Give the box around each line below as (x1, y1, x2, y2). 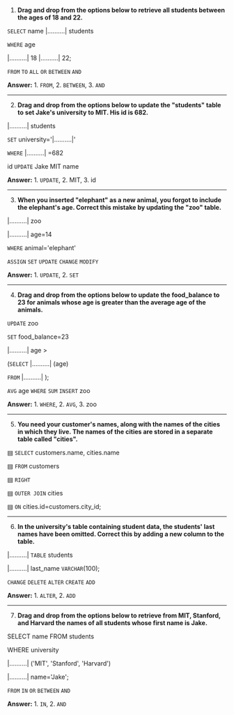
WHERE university (7, 646, 59, 654)
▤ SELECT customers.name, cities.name (7, 449, 120, 456)
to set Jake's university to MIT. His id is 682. (17, 108, 148, 116)
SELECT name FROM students (7, 632, 95, 640)
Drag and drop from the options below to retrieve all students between (17, 6, 225, 14)
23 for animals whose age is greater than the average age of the (17, 298, 207, 306)
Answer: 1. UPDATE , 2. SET (7, 271, 79, 279)
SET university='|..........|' (7, 135, 76, 144)
